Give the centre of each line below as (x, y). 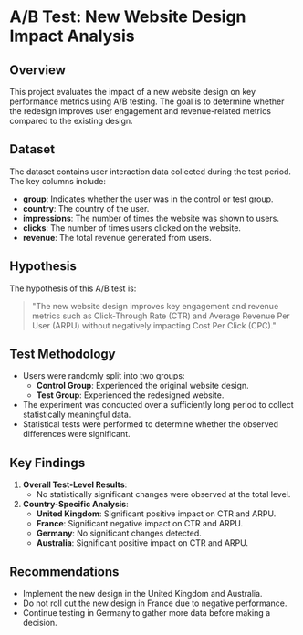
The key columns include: (58, 181)
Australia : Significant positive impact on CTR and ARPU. (142, 543)
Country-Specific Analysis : (76, 505)
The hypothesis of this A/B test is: (73, 288)
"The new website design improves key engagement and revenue (155, 306)
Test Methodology (63, 354)
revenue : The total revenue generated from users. (117, 237)
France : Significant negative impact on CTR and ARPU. (140, 524)
